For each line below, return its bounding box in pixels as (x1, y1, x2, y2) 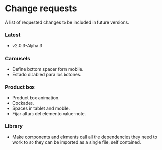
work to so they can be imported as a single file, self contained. (12, 139, 141, 145)
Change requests (5, 3, 77, 14)
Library (5, 122, 23, 129)
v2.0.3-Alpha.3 (12, 43, 43, 49)
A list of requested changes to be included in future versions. (5, 19, 129, 25)
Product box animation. (12, 94, 60, 101)
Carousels (5, 55, 31, 62)
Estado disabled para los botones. (12, 71, 82, 77)
